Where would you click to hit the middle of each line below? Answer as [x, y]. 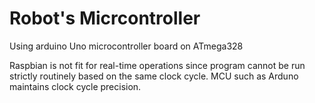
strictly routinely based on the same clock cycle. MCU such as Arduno [154, 76]
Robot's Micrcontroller [105, 18]
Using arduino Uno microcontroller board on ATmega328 [126, 46]
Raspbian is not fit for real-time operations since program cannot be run [157, 65]
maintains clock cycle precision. [75, 86]
